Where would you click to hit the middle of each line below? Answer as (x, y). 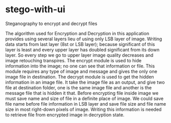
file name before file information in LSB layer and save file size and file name (86, 104)
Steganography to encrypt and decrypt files (51, 23)
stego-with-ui (35, 9)
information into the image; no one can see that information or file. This (80, 66)
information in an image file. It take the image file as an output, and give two (85, 82)
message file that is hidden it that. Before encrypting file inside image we (82, 93)
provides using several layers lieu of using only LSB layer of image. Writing (84, 39)
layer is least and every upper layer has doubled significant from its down (82, 50)
